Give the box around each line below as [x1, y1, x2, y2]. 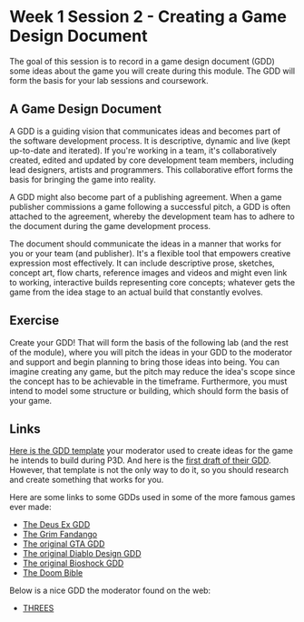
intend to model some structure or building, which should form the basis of [9, 385, 289, 396]
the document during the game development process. [9, 220, 211, 231]
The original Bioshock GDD [22, 557, 124, 569]
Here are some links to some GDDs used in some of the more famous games [9, 492, 296, 503]
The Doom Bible [22, 567, 83, 578]
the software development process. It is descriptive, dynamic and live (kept [9, 135, 290, 146]
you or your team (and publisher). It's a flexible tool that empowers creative [9, 247, 291, 258]
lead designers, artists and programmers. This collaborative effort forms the [9, 164, 293, 175]
